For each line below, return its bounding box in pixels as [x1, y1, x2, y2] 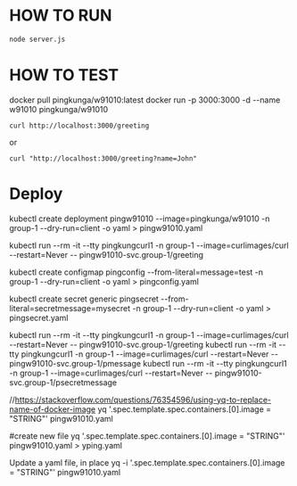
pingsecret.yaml [9, 312, 69, 323]
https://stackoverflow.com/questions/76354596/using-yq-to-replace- [14, 394, 272, 405]
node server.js [9, 35, 66, 44]
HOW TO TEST [9, 65, 120, 85]
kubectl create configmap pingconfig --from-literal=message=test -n [9, 267, 264, 277]
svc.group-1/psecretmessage [9, 376, 118, 388]
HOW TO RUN [9, 5, 112, 26]
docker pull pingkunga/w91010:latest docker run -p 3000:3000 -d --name [9, 95, 281, 105]
